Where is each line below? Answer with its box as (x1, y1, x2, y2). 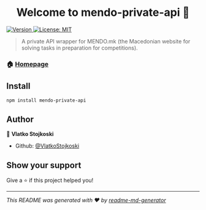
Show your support (6, 160, 82, 170)
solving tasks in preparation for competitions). (21, 44, 138, 51)
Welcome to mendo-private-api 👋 (16, 6, 190, 20)
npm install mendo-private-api (6, 97, 86, 103)
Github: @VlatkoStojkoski (15, 142, 80, 149)
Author (6, 114, 34, 124)
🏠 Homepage (6, 59, 49, 68)
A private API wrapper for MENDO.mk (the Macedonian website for (21, 37, 191, 45)
